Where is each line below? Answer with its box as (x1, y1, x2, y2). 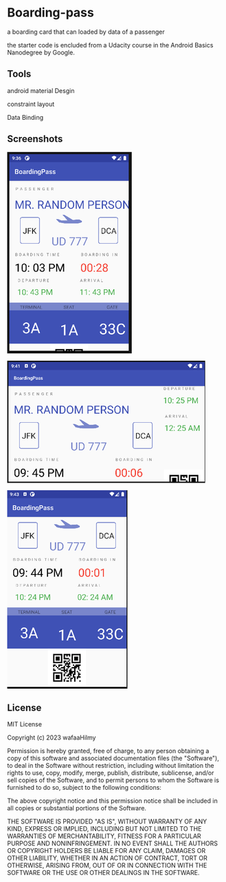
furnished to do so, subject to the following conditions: (7, 784, 161, 792)
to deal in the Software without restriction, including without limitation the (7, 762, 214, 770)
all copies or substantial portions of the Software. (7, 804, 146, 812)
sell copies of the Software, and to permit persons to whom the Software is (7, 776, 220, 784)
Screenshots (7, 133, 63, 145)
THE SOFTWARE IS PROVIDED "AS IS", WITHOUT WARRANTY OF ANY (7, 817, 207, 826)
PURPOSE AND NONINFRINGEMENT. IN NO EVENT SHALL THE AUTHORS (7, 839, 218, 848)
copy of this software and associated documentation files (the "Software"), (7, 754, 220, 762)
